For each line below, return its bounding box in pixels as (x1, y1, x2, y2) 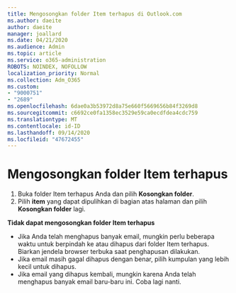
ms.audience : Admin (7, 43, 65, 50)
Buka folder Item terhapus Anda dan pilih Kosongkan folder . (17, 189, 195, 199)
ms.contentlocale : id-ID (7, 122, 81, 130)
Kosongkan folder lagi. (17, 205, 86, 214)
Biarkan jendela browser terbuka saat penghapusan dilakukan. (17, 248, 201, 256)
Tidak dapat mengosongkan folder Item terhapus (7, 219, 155, 227)
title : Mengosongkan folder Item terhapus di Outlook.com (7, 10, 182, 18)
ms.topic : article (7, 50, 62, 57)
